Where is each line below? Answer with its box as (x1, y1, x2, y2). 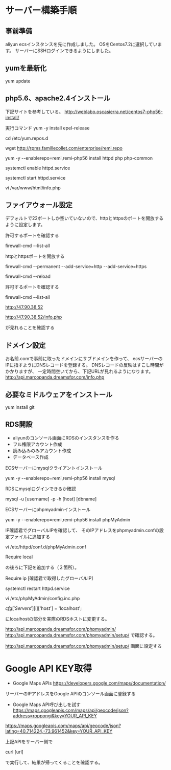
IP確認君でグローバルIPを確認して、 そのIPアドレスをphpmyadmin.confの (5, 527, 160, 533)
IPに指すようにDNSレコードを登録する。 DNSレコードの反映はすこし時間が (5, 362, 164, 368)
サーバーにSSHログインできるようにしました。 (15, 48, 114, 54)
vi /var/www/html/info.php (5, 185, 61, 191)
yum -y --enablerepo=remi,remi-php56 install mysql (5, 475, 115, 481)
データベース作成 (12, 454, 49, 460)
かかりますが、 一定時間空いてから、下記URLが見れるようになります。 (5, 368, 154, 375)
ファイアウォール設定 (5, 201, 72, 210)
